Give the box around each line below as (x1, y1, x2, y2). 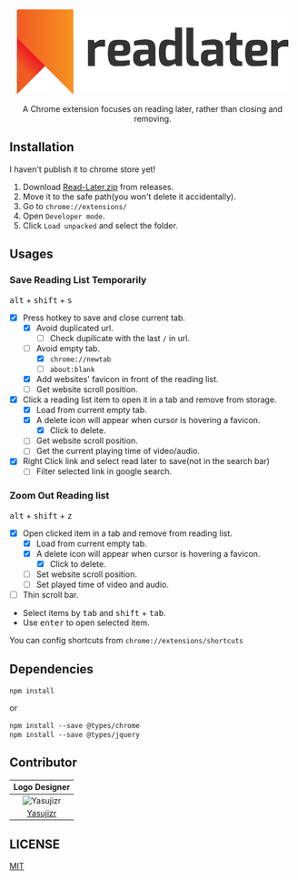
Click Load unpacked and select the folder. (22, 219, 179, 231)
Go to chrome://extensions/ (22, 200, 127, 211)
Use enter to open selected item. (22, 617, 150, 628)
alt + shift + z (9, 510, 73, 521)
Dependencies (9, 661, 94, 677)
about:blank (49, 365, 95, 374)
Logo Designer (13, 782, 71, 793)
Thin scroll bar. (22, 590, 79, 601)
